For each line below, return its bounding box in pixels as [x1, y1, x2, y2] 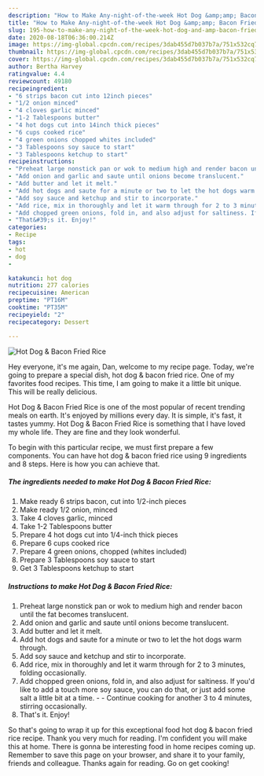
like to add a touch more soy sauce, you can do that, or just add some [19, 685, 246, 694]
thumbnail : [8, 48, 44, 56]
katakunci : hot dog [8, 274, 72, 282]
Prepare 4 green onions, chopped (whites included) [19, 547, 187, 557]
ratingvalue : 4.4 [8, 70, 65, 78]
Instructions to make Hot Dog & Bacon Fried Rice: [8, 582, 173, 591]
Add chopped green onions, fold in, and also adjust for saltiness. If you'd [19, 677, 255, 686]
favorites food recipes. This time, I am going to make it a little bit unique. [8, 378, 242, 388]
